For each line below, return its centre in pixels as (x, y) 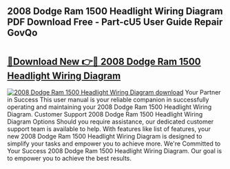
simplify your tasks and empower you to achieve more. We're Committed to (114, 143)
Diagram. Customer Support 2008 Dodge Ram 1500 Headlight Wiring (105, 114)
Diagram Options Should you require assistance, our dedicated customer (111, 121)
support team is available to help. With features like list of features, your (109, 129)
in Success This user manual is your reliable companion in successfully (108, 100)
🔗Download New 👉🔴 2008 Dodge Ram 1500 (104, 61)
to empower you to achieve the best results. (70, 158)
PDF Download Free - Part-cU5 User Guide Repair (115, 22)
